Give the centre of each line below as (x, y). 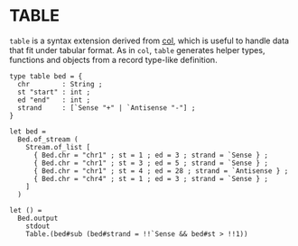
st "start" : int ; (54, 92)
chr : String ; (60, 84)
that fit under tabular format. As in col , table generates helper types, (137, 50)
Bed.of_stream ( (48, 139)
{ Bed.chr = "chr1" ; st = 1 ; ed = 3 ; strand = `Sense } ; (151, 155)
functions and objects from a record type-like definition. (114, 59)
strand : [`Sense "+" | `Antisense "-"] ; (107, 108)
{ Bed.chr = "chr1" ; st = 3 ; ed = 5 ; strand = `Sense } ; (151, 163)
